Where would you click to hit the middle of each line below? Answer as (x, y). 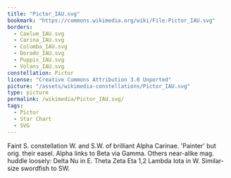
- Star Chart (33, 119)
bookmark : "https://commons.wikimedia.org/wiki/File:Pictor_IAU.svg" (112, 20)
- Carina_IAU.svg (39, 40)
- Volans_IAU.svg (39, 66)
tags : (15, 106)
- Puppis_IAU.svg (39, 60)
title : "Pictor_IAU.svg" (44, 14)
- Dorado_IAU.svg (39, 54)
